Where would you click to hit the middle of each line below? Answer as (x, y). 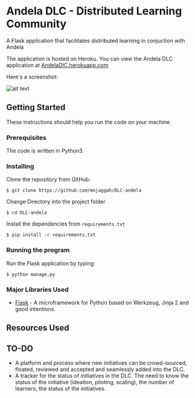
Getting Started (36, 108)
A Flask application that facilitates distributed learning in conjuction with (96, 40)
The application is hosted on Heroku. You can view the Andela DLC (90, 58)
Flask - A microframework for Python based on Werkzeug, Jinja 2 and (102, 302)
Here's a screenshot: (32, 77)
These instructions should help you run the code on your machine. (89, 122)
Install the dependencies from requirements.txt (66, 224)
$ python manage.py (31, 274)
